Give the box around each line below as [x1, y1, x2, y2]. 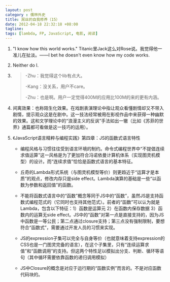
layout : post [5, 7, 33, 13]
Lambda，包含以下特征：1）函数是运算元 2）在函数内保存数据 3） [20, 205, 158, 211]
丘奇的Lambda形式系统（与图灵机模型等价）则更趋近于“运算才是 [20, 169, 155, 175]
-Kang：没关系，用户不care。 [25, 83, 88, 89]
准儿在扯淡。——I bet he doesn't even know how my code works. [12, 52, 150, 58]
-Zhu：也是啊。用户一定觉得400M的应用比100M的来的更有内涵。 [25, 95, 162, 100]
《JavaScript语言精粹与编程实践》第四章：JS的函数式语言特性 [12, 135, 141, 141]
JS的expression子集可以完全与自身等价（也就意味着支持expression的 [20, 235, 165, 241]
